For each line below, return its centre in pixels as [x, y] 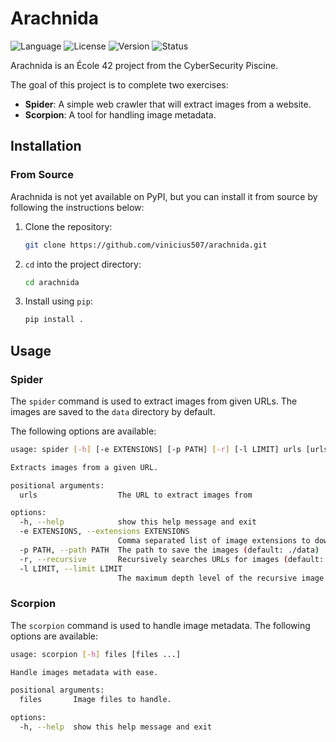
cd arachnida [52, 282]
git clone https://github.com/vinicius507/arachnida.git [146, 245]
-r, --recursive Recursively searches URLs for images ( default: [172, 559]
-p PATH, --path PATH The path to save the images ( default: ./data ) [169, 550]
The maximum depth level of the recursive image [221, 578]
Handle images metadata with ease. [84, 672]
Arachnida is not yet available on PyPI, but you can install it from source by [164, 196]
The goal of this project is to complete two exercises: [119, 84]
